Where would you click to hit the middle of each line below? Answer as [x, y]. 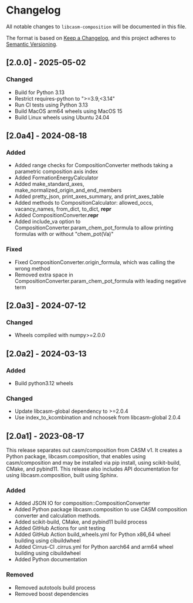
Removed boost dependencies [52, 594]
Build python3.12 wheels [44, 383]
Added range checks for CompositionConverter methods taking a [94, 165]
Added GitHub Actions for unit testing [60, 528]
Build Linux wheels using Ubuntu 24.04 [62, 117]
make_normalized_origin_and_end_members [68, 190]
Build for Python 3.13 [39, 92]
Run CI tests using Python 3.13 [51, 105]
